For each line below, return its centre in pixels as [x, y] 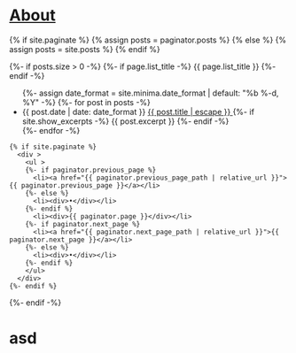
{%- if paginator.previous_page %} [91, 170]
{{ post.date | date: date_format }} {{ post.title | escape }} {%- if [138, 111]
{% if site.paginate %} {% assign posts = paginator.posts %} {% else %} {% [148, 40]
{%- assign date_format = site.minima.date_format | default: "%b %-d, [150, 93]
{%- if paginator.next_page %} [83, 224]
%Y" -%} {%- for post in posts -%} [86, 102]
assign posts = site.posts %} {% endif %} [85, 49]
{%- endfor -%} [51, 130]
